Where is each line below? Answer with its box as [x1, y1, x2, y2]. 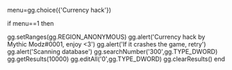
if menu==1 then [7, 19, 54, 27]
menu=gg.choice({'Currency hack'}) [7, 6, 112, 14]
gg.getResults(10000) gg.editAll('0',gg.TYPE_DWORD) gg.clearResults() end [7, 55, 226, 63]
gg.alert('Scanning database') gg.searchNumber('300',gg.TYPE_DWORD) [7, 48, 218, 55]
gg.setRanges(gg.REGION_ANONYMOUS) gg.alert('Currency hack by [7, 33, 206, 41]
